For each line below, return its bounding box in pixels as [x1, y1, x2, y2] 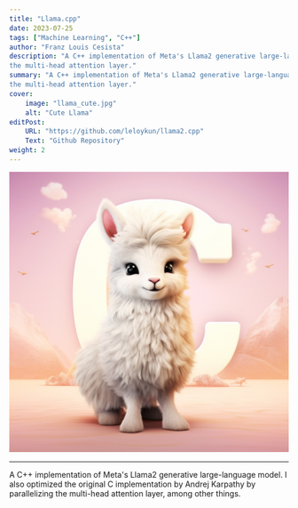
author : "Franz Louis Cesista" [9, 43, 125, 52]
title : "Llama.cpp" [9, 14, 82, 23]
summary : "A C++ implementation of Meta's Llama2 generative [9, 71, 240, 80]
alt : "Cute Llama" [25, 108, 93, 117]
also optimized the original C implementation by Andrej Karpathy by [9, 479, 256, 489]
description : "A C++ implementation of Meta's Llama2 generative [9, 52, 255, 61]
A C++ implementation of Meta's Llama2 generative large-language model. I [9, 469, 287, 480]
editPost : [9, 117, 46, 126]
